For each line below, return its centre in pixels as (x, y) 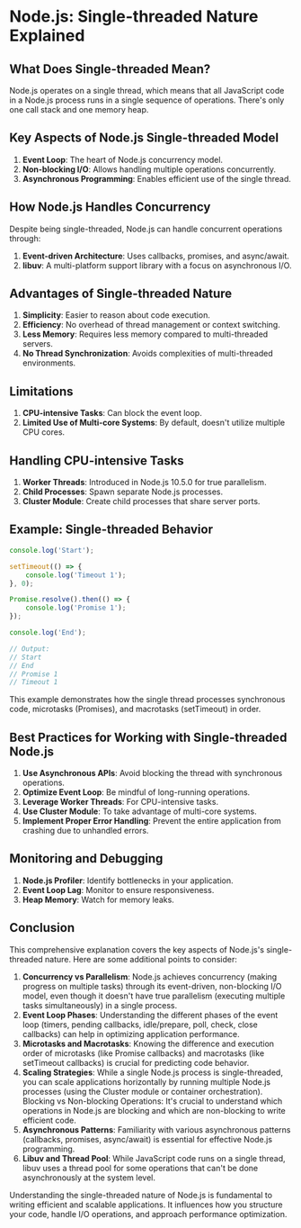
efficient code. (49, 1120)
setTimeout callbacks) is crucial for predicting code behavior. (136, 1062)
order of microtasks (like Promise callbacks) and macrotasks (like (143, 1053)
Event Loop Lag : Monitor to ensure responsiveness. (118, 889)
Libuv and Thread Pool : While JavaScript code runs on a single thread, (154, 1158)
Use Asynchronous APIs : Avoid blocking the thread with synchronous (152, 773)
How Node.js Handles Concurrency (110, 208)
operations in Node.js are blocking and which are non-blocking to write (154, 1110)
